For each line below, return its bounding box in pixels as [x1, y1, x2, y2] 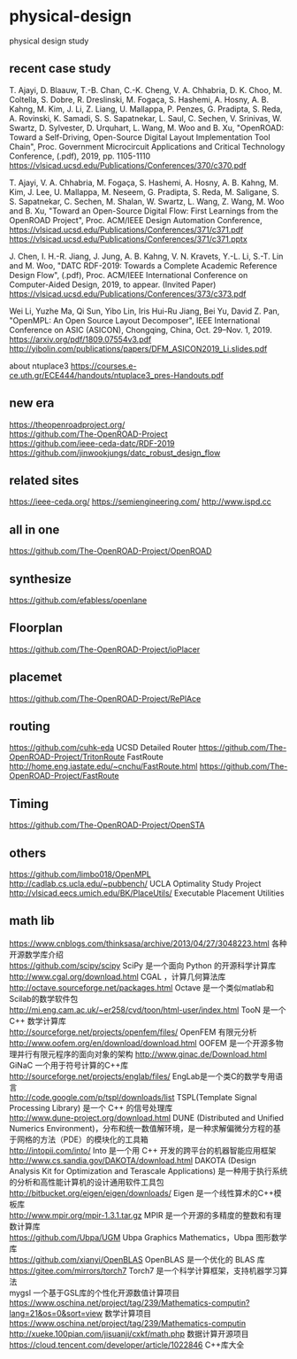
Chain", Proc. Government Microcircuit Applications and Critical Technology [9, 141, 286, 151]
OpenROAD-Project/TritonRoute [9, 751, 126, 763]
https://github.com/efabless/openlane [9, 595, 148, 605]
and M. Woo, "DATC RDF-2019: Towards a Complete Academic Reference [9, 260, 278, 271]
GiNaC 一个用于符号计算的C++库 [9, 1060, 129, 1070]
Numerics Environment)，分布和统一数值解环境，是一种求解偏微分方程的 [9, 1122, 274, 1133]
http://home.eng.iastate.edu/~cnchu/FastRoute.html [9, 761, 198, 772]
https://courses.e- [70, 361, 137, 371]
